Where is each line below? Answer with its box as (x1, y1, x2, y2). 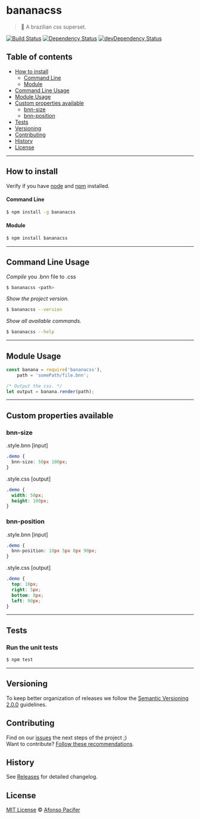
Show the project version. (6, 295, 70, 302)
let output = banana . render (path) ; (6, 388, 95, 394)
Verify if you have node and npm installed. (6, 182, 110, 189)
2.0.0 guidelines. (6, 701, 47, 708)
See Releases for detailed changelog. (6, 773, 98, 780)
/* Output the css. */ (6, 383, 62, 389)
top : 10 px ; (11, 581, 39, 588)
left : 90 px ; (11, 598, 42, 604)
